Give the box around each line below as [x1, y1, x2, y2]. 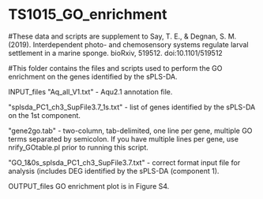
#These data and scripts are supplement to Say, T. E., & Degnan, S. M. [8, 31, 237, 41]
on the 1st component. [8, 110, 81, 120]
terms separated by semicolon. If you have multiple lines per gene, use [8, 134, 239, 143]
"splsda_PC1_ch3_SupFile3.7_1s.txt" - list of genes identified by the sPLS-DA [8, 102, 256, 112]
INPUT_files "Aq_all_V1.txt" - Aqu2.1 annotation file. [8, 87, 173, 96]
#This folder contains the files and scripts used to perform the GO [8, 63, 223, 72]
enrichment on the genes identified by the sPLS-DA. [8, 72, 178, 81]
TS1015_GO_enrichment [8, 6, 167, 24]
